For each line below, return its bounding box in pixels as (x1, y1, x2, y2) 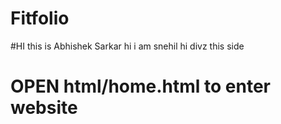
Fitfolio (10, 7, 70, 30)
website (10, 97, 78, 119)
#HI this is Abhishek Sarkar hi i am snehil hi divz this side (10, 40, 245, 52)
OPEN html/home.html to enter (10, 75, 271, 98)
